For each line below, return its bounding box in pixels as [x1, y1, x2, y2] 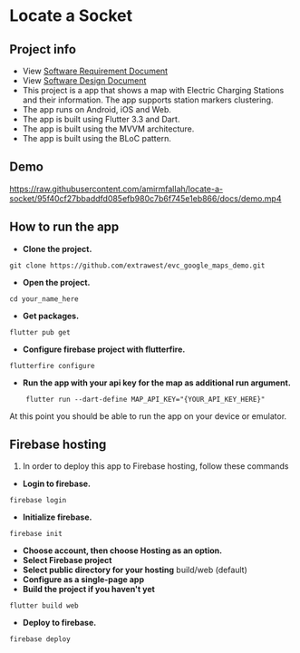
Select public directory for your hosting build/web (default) [22, 564, 247, 576]
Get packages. [22, 310, 80, 321]
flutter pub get [9, 327, 71, 336]
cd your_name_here [9, 294, 79, 304]
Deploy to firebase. [22, 618, 97, 629]
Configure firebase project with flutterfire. [22, 344, 186, 355]
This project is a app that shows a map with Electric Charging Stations [22, 85, 285, 95]
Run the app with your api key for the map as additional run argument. [22, 377, 292, 388]
